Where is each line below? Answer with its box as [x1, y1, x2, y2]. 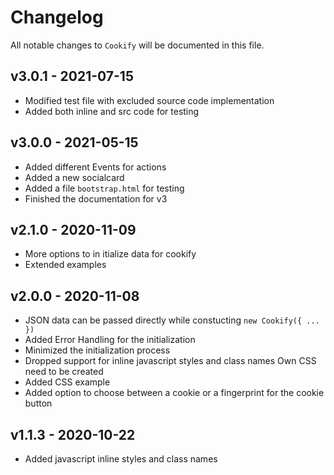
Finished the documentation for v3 [24, 192, 168, 205]
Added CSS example [24, 376, 111, 388]
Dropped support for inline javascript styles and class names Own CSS [24, 355, 317, 367]
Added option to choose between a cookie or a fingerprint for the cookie [24, 387, 325, 399]
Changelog [10, 6, 104, 29]
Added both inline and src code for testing [24, 105, 200, 117]
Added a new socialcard [24, 171, 125, 183]
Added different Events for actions [24, 161, 167, 173]
